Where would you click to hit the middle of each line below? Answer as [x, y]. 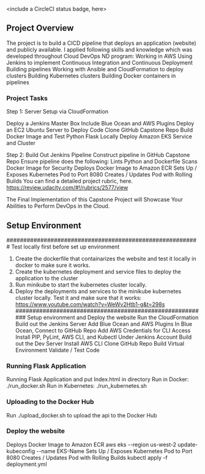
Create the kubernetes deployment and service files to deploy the [98, 271]
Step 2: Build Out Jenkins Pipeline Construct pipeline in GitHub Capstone [98, 155]
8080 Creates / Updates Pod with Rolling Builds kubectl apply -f [87, 457]
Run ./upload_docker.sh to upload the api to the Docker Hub [82, 415]
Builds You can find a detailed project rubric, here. [69, 181]
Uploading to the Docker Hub [50, 402]
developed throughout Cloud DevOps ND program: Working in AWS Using [99, 56]
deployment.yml [27, 464]
